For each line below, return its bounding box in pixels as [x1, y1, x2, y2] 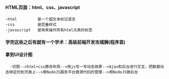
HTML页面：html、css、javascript [5, 4, 80, 10]
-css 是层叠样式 [5, 22, 57, 28]
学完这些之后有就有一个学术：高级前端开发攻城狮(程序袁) [5, 39, 125, 45]
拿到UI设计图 [5, 51, 33, 58]
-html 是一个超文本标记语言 [5, 17, 76, 22]
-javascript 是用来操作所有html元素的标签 [5, 28, 93, 33]
